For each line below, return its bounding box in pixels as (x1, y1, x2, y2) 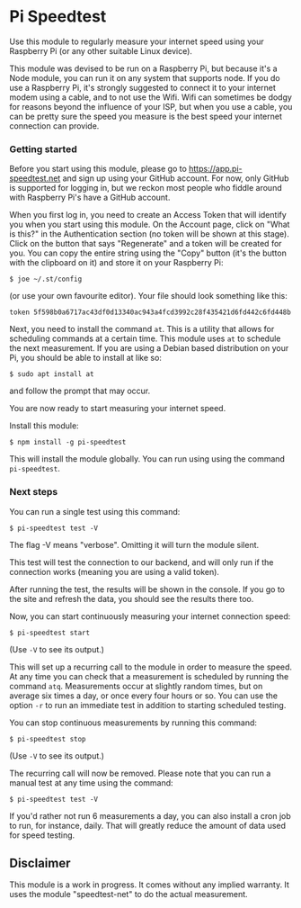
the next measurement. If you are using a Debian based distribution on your (9, 343, 289, 354)
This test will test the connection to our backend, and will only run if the (9, 556, 274, 568)
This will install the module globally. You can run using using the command (9, 454, 286, 464)
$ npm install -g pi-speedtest (9, 438, 127, 447)
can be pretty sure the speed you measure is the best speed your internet (9, 111, 283, 121)
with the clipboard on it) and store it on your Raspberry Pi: (9, 257, 224, 268)
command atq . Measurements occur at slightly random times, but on (9, 680, 263, 691)
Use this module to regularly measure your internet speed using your (9, 36, 264, 47)
